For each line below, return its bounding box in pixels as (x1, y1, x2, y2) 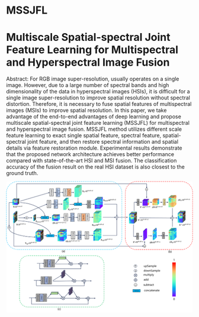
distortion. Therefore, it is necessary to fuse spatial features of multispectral (6, 101, 192, 108)
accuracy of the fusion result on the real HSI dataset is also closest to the (6, 163, 185, 170)
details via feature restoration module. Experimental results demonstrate (6, 144, 182, 151)
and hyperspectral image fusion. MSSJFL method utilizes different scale (6, 125, 182, 133)
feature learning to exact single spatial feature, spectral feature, (6, 132, 162, 139)
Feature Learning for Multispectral (6, 43, 179, 57)
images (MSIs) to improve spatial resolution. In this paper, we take (6, 107, 167, 114)
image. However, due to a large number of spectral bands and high (6, 82, 169, 89)
